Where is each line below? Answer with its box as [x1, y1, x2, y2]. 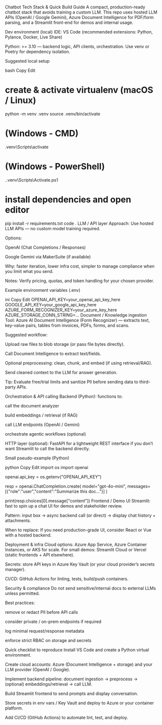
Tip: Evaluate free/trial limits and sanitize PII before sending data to [5, 379, 139, 385]
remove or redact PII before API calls [5, 609, 78, 615]
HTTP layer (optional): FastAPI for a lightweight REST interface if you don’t [5, 440, 153, 446]
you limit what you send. [5, 268, 54, 274]
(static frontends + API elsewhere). [5, 552, 75, 557]
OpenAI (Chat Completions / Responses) [5, 244, 86, 250]
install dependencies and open [5, 194, 132, 205]
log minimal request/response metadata [5, 628, 85, 634]
